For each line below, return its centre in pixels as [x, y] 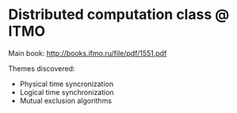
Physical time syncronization [66, 84]
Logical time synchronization [67, 92]
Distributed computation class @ [119, 15]
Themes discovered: [42, 68]
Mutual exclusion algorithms [66, 100]
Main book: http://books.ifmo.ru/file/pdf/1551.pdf [88, 53]
